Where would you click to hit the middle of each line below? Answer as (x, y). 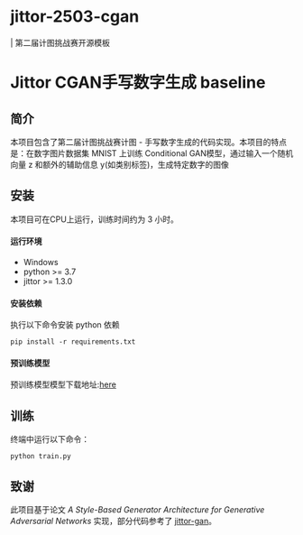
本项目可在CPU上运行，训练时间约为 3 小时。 (95, 219)
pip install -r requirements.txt (73, 342)
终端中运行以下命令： (50, 439)
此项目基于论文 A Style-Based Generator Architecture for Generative (138, 509)
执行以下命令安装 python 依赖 (65, 325)
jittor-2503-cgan (75, 17)
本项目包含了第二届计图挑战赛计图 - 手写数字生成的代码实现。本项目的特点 (149, 142)
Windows (41, 262)
